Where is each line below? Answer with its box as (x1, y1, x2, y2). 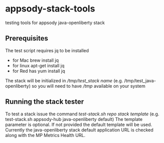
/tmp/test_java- (124, 77, 156, 83)
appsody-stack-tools (5, 3, 96, 15)
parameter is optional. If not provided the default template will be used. (5, 121, 152, 127)
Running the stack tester (5, 97, 84, 106)
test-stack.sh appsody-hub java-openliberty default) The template (5, 116, 143, 122)
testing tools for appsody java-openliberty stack (5, 20, 105, 26)
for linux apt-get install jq (12, 62, 64, 68)
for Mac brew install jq (12, 57, 59, 63)
